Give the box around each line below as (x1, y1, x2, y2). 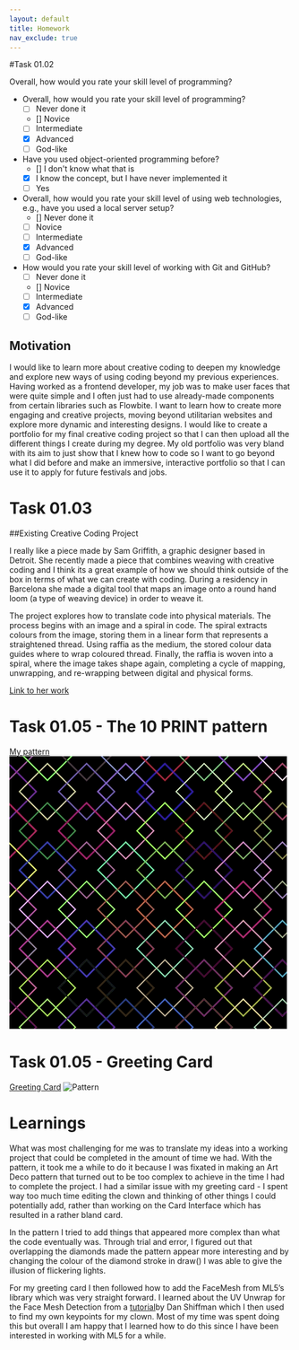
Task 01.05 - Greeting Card (9, 1052, 213, 1073)
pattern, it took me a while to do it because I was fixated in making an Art (9, 1162, 279, 1172)
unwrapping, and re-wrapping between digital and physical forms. (9, 668, 253, 678)
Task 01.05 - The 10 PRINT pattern (9, 716, 269, 737)
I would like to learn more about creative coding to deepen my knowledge (9, 362, 281, 373)
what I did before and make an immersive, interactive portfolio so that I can (9, 458, 286, 469)
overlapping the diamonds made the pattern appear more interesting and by (9, 1246, 289, 1257)
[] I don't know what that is (35, 162, 135, 174)
